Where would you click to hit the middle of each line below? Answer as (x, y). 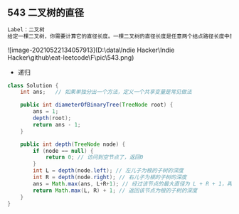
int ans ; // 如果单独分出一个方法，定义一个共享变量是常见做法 (106, 92)
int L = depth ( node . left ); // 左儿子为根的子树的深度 (108, 171)
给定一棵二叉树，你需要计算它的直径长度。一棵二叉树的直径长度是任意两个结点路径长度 (116, 36)
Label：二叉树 (26, 30)
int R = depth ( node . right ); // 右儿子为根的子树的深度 (110, 177)
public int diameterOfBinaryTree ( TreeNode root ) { (97, 105)
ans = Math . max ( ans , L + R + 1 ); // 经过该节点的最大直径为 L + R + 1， (130, 183)
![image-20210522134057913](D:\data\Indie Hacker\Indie (91, 50)
